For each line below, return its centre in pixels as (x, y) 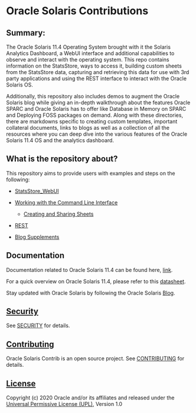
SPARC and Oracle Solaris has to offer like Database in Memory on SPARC (96, 109)
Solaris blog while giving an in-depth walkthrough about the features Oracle (98, 103)
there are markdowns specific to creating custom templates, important (92, 121)
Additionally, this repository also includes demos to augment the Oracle (93, 96)
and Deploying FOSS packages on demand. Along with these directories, (95, 115)
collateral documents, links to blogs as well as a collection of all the (88, 128)
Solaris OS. (20, 85)
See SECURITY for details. (38, 326)
